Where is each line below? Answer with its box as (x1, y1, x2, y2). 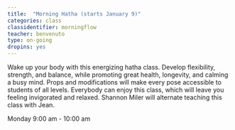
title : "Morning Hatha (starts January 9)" (7, 10, 141, 18)
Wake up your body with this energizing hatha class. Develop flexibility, (7, 63, 216, 71)
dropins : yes (7, 43, 46, 50)
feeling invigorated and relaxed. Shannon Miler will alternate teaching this (7, 93, 222, 102)
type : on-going (7, 37, 53, 44)
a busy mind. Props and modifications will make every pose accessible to (7, 78, 222, 86)
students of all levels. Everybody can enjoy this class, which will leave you (7, 86, 224, 94)
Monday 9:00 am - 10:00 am (7, 114, 91, 123)
